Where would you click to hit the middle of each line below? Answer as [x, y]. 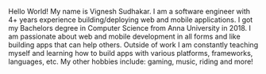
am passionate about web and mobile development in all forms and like [124, 36]
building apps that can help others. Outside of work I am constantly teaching [133, 45]
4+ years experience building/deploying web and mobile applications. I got [131, 20]
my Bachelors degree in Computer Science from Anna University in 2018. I [130, 28]
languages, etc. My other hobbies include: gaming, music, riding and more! [131, 61]
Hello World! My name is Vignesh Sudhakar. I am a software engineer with [129, 11]
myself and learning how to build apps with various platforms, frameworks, [131, 53]
